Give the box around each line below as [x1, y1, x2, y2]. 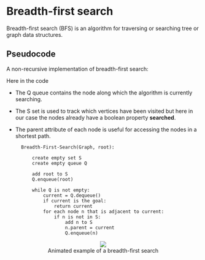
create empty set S [31, 155, 82, 161]
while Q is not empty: [31, 187, 90, 193]
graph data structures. [6, 31, 63, 38]
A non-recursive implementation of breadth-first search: [6, 65, 149, 72]
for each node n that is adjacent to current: [42, 208, 164, 215]
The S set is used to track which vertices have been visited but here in [15, 107, 193, 115]
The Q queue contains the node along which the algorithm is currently [15, 89, 193, 96]
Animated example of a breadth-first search [47, 247, 158, 254]
